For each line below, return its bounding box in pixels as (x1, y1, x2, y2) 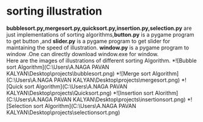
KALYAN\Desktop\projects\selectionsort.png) (6, 109, 120, 116)
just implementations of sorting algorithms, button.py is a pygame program (6, 30, 194, 38)
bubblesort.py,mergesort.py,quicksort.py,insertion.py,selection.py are (6, 24, 192, 32)
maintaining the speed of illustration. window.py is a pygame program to (6, 44, 190, 51)
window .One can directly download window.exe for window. (6, 50, 159, 57)
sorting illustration (6, 4, 103, 18)
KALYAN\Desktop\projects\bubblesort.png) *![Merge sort (6, 70, 151, 77)
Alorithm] (155, 89, 179, 96)
